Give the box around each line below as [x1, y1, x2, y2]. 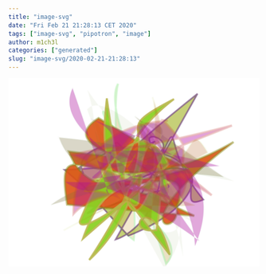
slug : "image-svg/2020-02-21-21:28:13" [8, 55, 141, 63]
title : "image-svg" [8, 13, 73, 21]
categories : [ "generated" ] [8, 46, 98, 55]
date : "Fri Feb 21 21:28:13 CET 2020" [8, 21, 137, 29]
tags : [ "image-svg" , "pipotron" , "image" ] [8, 29, 151, 37]
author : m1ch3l [8, 38, 59, 46]
